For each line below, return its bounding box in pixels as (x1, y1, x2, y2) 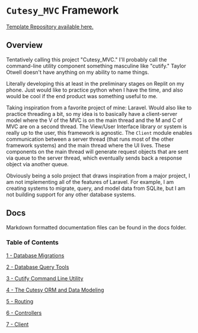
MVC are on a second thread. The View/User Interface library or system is (6, 122, 187, 130)
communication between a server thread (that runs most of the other (6, 135, 174, 143)
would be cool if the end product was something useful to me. (6, 92, 158, 99)
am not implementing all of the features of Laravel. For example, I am (6, 178, 174, 185)
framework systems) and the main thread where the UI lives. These (6, 141, 171, 148)
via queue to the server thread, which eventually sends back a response (6, 154, 183, 161)
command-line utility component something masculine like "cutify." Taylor (6, 62, 187, 69)
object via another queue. (6, 160, 69, 167)
